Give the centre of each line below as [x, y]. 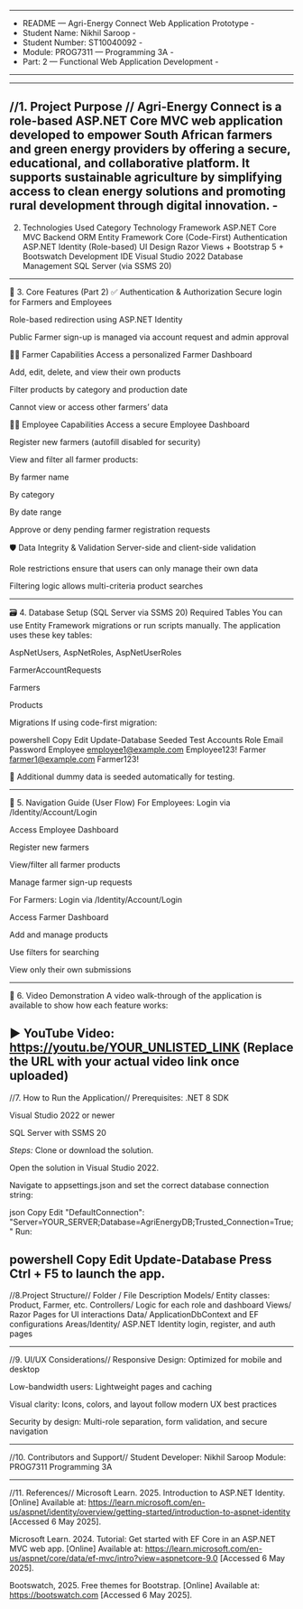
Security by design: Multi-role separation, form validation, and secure [138, 1422]
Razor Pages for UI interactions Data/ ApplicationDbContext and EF [134, 1315]
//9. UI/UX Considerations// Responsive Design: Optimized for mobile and [146, 1360]
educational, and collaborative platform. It [130, 163]
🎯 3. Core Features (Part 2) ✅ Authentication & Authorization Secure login [146, 292]
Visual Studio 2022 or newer [62, 1115]
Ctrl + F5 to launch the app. [87, 1274]
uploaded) [39, 1076]
